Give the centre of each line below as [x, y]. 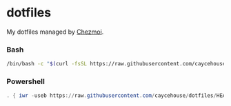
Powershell [26, 82]
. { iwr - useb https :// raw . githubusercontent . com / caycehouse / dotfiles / [111, 96]
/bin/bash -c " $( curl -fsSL [47, 64]
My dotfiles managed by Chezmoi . [55, 32]
